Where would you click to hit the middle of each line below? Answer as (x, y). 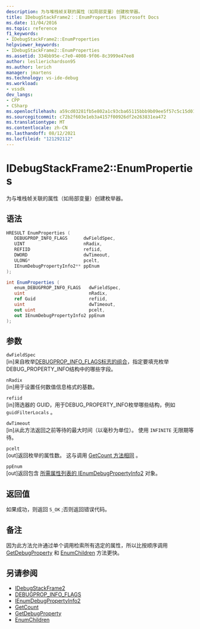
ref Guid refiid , (61, 299)
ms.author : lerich (29, 67)
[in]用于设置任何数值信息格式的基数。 (52, 387)
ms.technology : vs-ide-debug (42, 78)
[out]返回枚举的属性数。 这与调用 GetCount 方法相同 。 (74, 455)
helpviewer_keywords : (33, 45)
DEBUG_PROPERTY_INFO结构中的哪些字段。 (61, 369)
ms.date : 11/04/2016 (32, 23)
